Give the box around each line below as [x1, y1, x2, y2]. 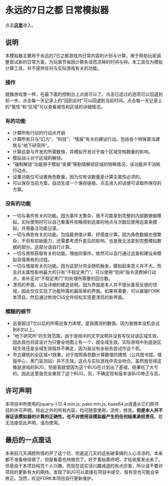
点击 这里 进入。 [5, 22, 36, 28]
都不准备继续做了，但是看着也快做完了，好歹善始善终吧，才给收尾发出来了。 [5, 456, 163, 462]
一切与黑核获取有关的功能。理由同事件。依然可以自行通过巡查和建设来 [12, 250, 157, 256]
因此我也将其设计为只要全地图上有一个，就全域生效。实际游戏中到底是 [12, 339, 157, 345]
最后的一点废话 [5, 436, 51, 444]
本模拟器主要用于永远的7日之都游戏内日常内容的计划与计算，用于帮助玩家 [5, 52, 156, 58]
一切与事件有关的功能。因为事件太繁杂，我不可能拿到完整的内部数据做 [12, 212, 157, 218]
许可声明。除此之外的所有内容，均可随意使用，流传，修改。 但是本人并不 [13, 407, 163, 413]
